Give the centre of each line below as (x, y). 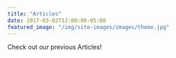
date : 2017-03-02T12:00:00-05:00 (57, 21)
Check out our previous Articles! (55, 47)
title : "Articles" (34, 14)
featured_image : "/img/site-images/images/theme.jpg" (89, 27)
